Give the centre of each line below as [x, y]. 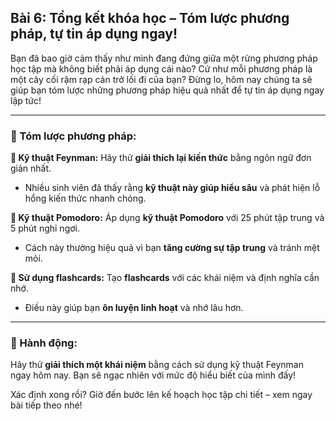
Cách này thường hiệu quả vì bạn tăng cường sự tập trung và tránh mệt [172, 248]
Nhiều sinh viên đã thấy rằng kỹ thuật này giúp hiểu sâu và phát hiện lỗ [172, 188]
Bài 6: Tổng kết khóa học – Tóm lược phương [150, 18]
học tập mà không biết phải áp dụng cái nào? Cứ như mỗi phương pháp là [161, 68]
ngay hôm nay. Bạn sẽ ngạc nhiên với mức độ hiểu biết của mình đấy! [153, 375]
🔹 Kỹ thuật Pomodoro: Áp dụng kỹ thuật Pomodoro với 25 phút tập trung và [167, 218]
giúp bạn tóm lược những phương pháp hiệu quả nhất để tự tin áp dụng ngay [167, 90]
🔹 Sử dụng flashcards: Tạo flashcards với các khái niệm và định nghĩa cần [165, 278]
